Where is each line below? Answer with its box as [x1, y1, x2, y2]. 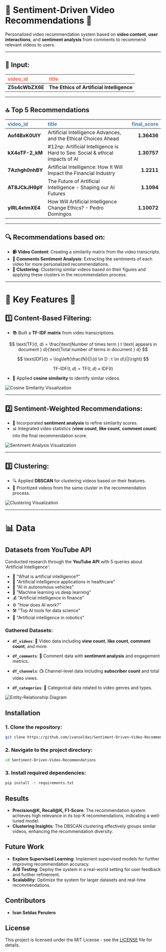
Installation [5, 709, 41, 717]
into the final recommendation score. [12, 433, 87, 439]
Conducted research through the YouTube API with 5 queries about [5, 559, 143, 564]
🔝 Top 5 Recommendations [5, 106, 90, 114]
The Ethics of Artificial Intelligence [49, 84, 133, 90]
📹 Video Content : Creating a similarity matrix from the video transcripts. [12, 249, 161, 255]
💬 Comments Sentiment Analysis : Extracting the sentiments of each [12, 256, 153, 262]
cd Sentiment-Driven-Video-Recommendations [5, 758, 96, 763]
